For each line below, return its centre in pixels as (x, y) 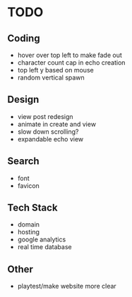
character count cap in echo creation (71, 63)
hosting (29, 232)
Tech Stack (32, 208)
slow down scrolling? (48, 132)
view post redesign (45, 116)
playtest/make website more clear (67, 286)
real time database (44, 247)
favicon (29, 185)
